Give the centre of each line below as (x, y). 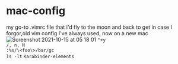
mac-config (36, 11)
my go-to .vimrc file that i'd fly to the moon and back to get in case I (89, 27)
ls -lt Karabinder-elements (40, 56)
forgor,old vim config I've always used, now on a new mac (77, 33)
